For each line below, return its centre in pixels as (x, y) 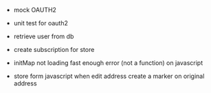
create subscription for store (54, 50)
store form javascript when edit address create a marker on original (109, 76)
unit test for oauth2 (41, 23)
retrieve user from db (44, 36)
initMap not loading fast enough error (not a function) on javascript (108, 63)
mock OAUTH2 (35, 10)
